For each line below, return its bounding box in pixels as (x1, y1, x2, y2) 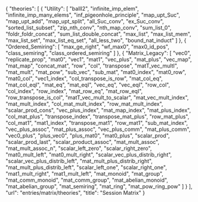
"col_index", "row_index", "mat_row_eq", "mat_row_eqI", (5, 88, 143, 94)
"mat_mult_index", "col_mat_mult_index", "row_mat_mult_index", (5, 100, 163, 107)
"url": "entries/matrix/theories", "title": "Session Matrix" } (5, 189, 146, 196)
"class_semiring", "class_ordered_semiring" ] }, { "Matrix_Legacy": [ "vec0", (5, 50, 191, 56)
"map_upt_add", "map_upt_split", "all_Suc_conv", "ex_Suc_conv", (5, 18, 165, 25)
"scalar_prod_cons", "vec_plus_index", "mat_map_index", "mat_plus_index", (5, 107, 191, 114)
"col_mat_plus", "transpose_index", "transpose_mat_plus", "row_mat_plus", (5, 113, 190, 120)
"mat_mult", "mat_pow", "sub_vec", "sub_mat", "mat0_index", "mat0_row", (5, 69, 187, 75)
